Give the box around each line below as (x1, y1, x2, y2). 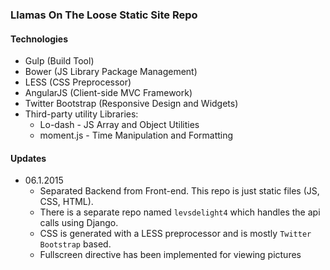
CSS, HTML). (39, 196, 94, 208)
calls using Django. (39, 217, 119, 229)
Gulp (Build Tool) (24, 55, 95, 67)
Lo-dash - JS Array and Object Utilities (39, 119, 200, 131)
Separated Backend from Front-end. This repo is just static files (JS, (39, 185, 320, 197)
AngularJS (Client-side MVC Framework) (24, 87, 193, 99)
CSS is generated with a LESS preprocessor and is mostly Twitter (39, 228, 312, 240)
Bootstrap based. (39, 238, 112, 250)
